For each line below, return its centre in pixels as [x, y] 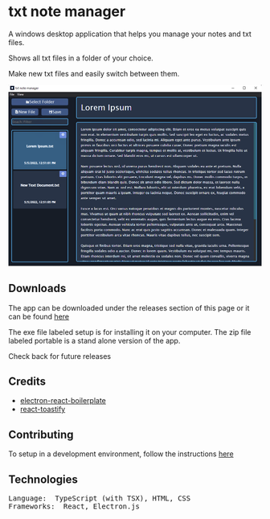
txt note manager [67, 12]
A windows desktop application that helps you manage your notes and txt [130, 34]
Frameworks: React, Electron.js [74, 507]
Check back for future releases [59, 356]
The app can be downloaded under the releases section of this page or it [129, 307]
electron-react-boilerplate [63, 401]
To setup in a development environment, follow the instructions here [121, 454]
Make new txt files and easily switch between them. [94, 73]
